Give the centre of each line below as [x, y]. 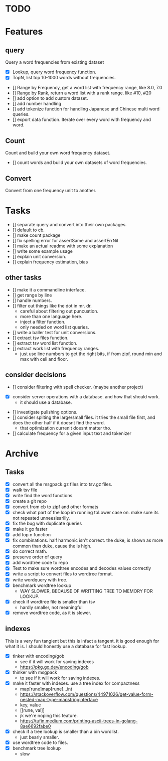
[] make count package [36, 235]
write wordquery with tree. [40, 579]
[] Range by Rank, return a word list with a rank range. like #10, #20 [82, 93]
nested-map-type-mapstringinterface [59, 699]
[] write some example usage [42, 251]
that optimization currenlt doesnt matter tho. [66, 428]
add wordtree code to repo [40, 563]
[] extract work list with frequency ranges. [56, 348]
